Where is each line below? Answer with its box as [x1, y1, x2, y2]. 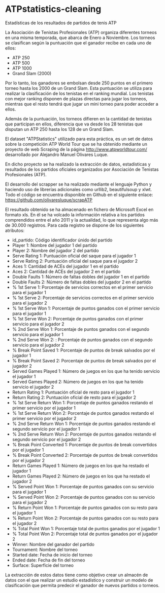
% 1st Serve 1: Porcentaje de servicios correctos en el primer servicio [12, 284, 154, 290]
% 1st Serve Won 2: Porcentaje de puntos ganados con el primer [12, 316, 144, 321]
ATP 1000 [12, 65, 32, 71]
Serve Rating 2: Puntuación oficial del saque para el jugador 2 [12, 258, 138, 264]
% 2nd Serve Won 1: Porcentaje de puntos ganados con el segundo [12, 326, 149, 332]
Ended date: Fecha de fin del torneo [12, 557, 85, 563]
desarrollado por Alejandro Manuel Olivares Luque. [5, 152, 108, 158]
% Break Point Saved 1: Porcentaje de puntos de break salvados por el [12, 347, 155, 353]
